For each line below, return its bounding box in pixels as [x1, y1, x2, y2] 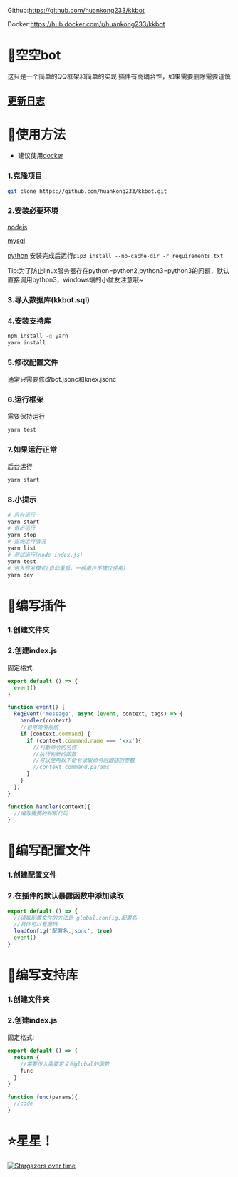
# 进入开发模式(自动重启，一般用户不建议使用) [7, 565, 127, 572]
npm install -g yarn [7, 332, 69, 339]
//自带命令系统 [20, 724, 59, 731]
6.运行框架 [7, 394, 44, 404]
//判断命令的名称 [33, 743, 77, 751]
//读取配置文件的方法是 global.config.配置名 [14, 914, 138, 921]
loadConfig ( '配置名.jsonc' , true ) [14, 928, 113, 935]
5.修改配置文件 [7, 357, 58, 367]
